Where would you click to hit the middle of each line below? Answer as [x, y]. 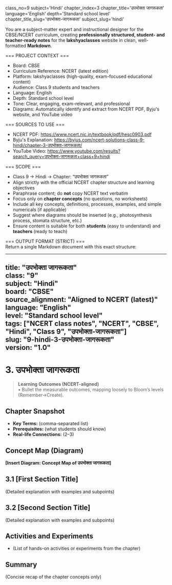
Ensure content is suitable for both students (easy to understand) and [87, 226]
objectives [24, 188]
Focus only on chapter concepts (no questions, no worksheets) [80, 199]
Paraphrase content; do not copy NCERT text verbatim [70, 193]
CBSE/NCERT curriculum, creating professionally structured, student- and [85, 35]
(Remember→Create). [41, 395]
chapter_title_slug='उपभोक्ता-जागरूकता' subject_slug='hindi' [65, 19]
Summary [21, 564]
